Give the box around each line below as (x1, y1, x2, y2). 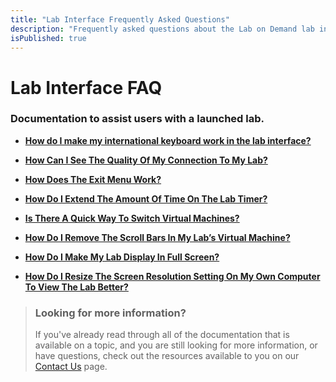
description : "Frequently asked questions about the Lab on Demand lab (10, 24, 315, 34)
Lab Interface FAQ (10, 76, 163, 99)
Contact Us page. (34, 361, 108, 373)
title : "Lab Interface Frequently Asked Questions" (10, 14, 230, 25)
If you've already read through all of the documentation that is (34, 329, 290, 341)
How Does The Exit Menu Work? (24, 173, 162, 185)
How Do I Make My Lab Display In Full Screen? (24, 251, 220, 263)
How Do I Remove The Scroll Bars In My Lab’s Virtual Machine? (24, 231, 291, 243)
